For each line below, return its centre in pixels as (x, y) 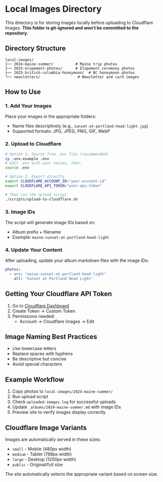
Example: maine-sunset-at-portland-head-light (61, 237)
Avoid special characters (37, 364)
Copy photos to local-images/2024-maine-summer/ (62, 391)
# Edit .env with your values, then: (44, 163)
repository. (17, 33)
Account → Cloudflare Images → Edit (57, 321)
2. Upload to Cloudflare (33, 144)
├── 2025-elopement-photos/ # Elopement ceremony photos (70, 68)
